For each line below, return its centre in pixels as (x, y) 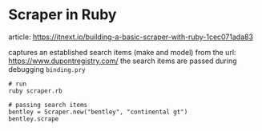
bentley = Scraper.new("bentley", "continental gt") (98, 112)
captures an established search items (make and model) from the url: (122, 52)
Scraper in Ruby (62, 15)
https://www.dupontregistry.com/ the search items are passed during (123, 61)
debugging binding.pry (47, 69)
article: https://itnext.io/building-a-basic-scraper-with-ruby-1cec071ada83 (131, 37)
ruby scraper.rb (35, 91)
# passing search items (48, 105)
